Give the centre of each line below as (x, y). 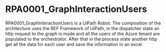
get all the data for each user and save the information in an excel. (74, 44)
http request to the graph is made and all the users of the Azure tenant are (83, 33)
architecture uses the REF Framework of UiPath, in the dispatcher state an (82, 28)
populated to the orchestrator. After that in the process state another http (81, 39)
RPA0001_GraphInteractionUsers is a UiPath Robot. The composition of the (83, 23)
